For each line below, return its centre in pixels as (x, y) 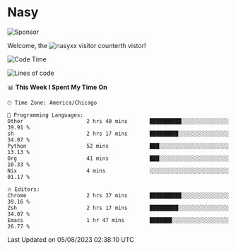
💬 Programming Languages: (45, 115)
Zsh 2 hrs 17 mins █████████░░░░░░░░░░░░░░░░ (118, 208)
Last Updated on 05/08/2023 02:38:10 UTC (71, 239)
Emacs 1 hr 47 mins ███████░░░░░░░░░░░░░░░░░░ (118, 220)
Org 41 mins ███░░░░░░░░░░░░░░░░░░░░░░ (118, 158)
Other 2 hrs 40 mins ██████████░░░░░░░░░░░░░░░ (118, 121)
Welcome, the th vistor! (77, 45)
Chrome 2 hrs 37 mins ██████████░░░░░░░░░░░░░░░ (118, 195)
